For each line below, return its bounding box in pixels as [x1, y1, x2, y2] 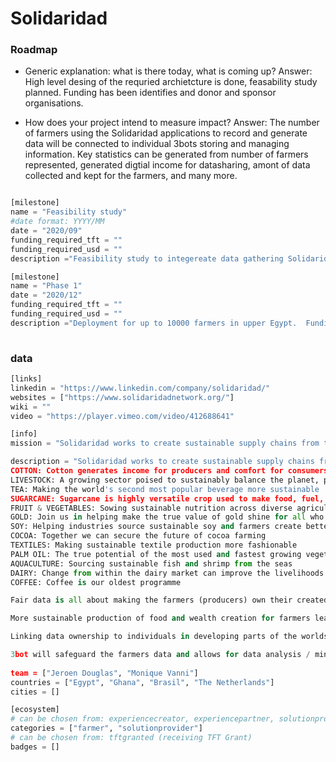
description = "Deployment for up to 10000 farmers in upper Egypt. [10, 318, 298, 328]
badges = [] [10, 742, 60, 752]
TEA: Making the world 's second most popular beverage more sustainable [10, 484, 320, 494]
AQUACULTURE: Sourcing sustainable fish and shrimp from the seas [10, 558, 293, 569]
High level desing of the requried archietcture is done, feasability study [24, 76, 318, 88]
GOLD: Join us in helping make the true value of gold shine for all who [10, 512, 325, 522]
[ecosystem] [10, 705, 60, 715]
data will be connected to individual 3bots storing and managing [24, 138, 290, 150]
